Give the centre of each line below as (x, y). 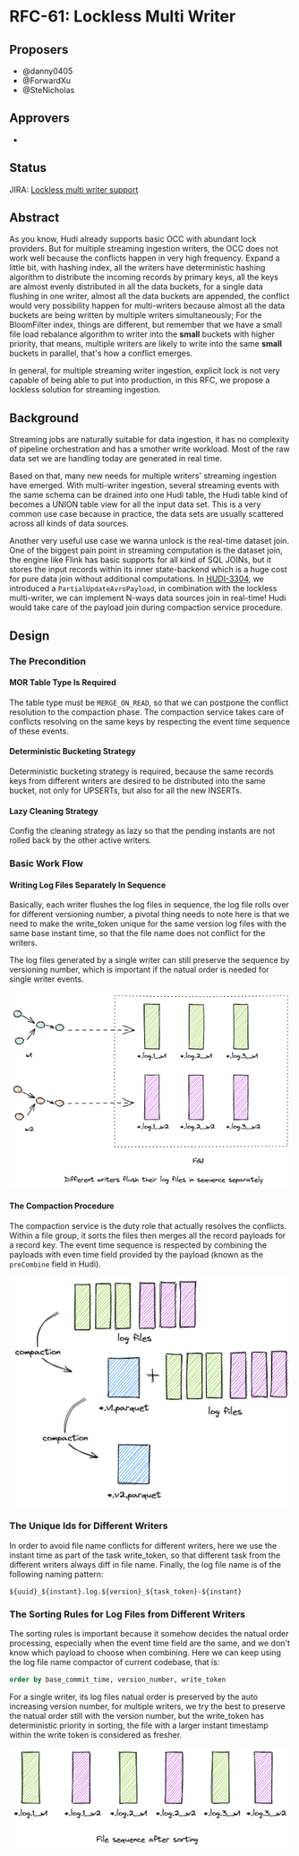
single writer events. (47, 979)
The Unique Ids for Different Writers (89, 1526)
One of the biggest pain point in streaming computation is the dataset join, (146, 550)
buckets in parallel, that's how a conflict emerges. (101, 353)
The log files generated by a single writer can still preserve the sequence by (149, 960)
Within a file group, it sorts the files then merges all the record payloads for (148, 1235)
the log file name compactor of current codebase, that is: (115, 1662)
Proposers (39, 50)
